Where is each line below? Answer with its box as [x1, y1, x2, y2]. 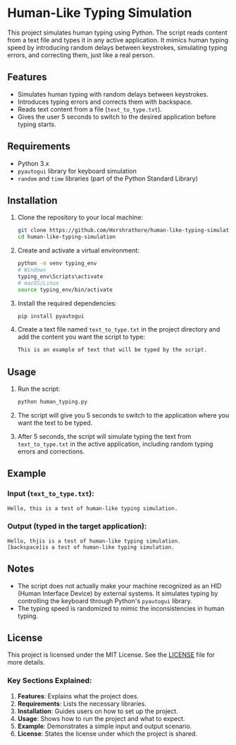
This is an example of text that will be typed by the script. [17, 346, 208, 353]
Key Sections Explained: [7, 676, 92, 686]
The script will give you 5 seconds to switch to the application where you [17, 411, 230, 419]
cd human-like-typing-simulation [17, 234, 116, 241]
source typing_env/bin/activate [17, 286, 113, 293]
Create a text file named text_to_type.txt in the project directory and [17, 325, 221, 334]
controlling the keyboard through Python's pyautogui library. [17, 596, 192, 605]
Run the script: [17, 384, 61, 393]
